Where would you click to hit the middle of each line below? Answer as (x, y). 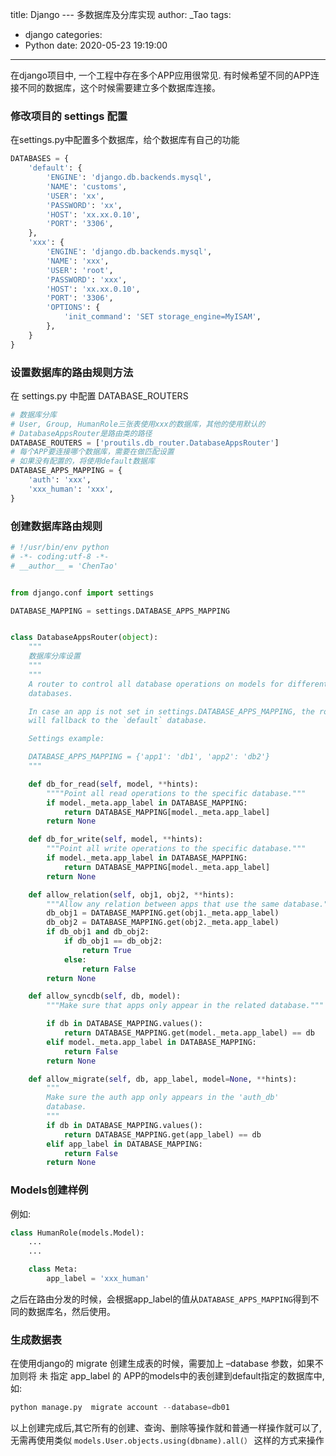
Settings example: (66, 739)
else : (75, 959)
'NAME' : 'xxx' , (78, 261)
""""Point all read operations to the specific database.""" (176, 793)
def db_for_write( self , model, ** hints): (115, 839)
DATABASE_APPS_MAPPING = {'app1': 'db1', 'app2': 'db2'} (149, 757)
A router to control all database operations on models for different (178, 684)
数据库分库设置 (54, 656)
